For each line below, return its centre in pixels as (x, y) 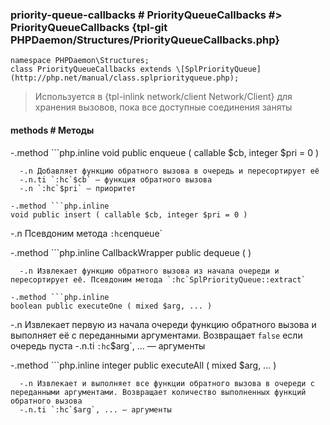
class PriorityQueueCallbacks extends (91, 69)
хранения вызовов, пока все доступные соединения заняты (163, 107)
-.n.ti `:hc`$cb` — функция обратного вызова (116, 179)
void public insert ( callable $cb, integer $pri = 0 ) (129, 214)
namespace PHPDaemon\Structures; (80, 61)
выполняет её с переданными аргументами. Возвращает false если (156, 335)
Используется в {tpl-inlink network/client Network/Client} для (163, 97)
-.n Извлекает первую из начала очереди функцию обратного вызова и (163, 324)
